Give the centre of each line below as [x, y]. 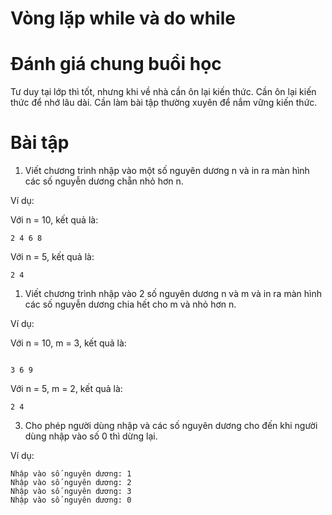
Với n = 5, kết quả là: [52, 257]
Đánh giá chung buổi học [116, 64]
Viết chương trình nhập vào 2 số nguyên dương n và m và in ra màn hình [173, 294]
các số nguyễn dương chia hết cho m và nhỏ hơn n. [130, 304]
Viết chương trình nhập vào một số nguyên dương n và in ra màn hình [167, 171]
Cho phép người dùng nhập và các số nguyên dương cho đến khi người [171, 426]
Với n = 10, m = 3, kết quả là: [68, 343]
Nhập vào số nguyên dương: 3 [71, 492]
